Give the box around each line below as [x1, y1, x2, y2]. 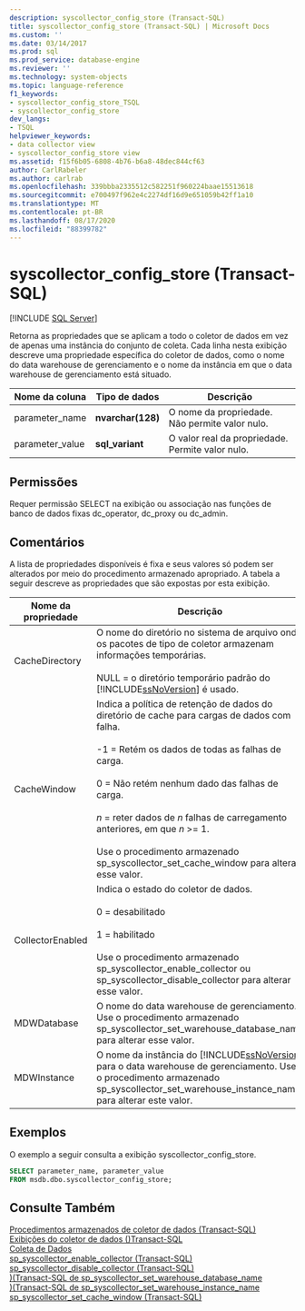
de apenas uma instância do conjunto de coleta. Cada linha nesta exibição [9, 340, 288, 351]
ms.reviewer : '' [9, 65, 71, 74]
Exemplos [9, 1125, 66, 1140]
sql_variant [94, 438, 144, 451]
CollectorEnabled [14, 934, 88, 947]
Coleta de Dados [9, 1244, 73, 1255]
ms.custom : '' [9, 30, 64, 39]
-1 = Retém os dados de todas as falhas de [96, 743, 281, 756]
